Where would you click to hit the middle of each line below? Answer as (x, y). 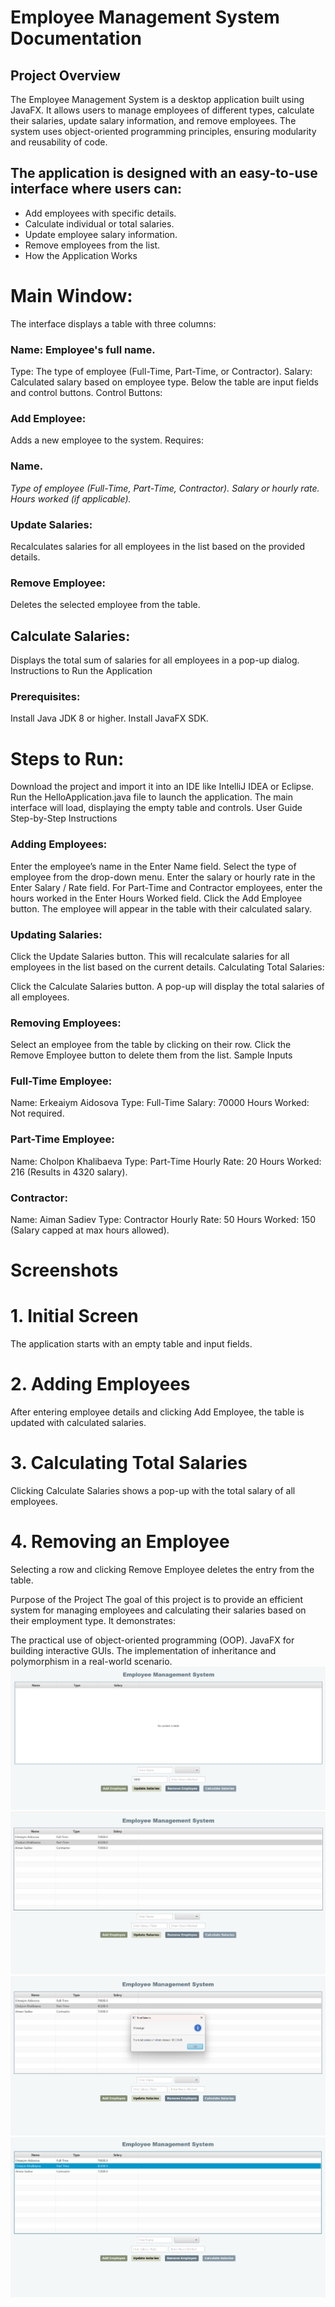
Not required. (37, 1113)
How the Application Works (81, 255)
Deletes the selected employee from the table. (105, 605)
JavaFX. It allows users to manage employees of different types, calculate (162, 110)
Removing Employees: (66, 1023)
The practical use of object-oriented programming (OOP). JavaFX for (152, 1640)
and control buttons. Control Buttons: (86, 393)
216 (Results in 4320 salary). (69, 1172)
